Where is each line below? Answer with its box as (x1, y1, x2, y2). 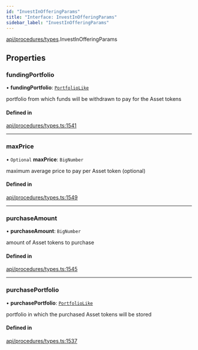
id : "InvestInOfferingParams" (6, 8, 81, 15)
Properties (6, 53, 46, 63)
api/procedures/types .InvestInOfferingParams (6, 36, 118, 43)
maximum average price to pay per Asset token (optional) (6, 167, 146, 174)
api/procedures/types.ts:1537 (6, 337, 78, 344)
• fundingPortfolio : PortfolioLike (6, 84, 90, 91)
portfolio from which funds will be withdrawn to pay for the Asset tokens (6, 96, 181, 103)
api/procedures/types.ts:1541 (6, 122, 77, 129)
